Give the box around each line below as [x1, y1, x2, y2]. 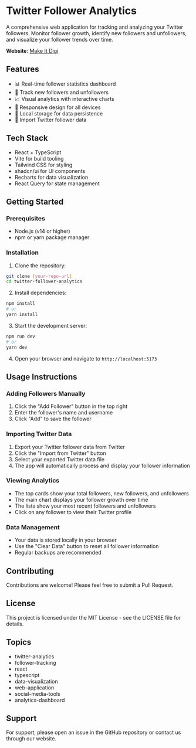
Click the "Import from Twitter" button [14, 450, 107, 457]
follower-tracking [14, 659, 57, 666]
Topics [6, 637, 32, 647]
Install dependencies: [14, 289, 67, 297]
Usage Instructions [6, 372, 77, 382]
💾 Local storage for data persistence [14, 110, 103, 117]
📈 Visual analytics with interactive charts [14, 95, 114, 102]
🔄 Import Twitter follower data [14, 116, 87, 123]
